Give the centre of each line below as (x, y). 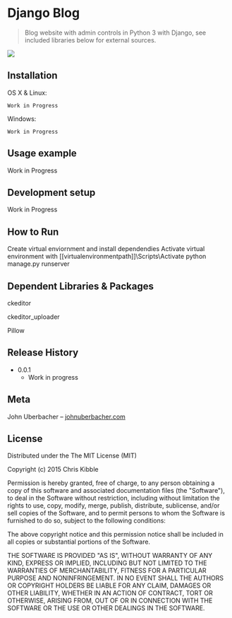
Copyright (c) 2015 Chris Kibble (53, 470)
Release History (43, 352)
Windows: (22, 119)
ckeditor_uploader (33, 317)
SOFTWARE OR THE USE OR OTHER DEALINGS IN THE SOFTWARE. (106, 608)
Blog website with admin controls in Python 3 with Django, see (115, 33)
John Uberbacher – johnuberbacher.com (66, 416)
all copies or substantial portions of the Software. (79, 542)
